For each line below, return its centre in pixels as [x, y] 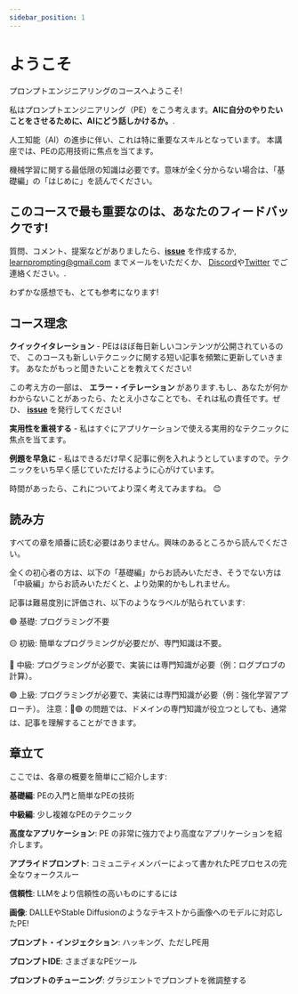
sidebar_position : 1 [48, 17]
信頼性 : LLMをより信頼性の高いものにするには [93, 893]
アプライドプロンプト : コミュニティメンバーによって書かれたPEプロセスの [144, 863]
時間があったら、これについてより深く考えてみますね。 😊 [116, 489]
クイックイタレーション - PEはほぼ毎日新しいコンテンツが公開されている [142, 346]
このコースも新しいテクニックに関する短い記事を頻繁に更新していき [151, 358]
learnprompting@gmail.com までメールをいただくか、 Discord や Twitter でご [149, 263]
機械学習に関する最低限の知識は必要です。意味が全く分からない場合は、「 [143, 169]
